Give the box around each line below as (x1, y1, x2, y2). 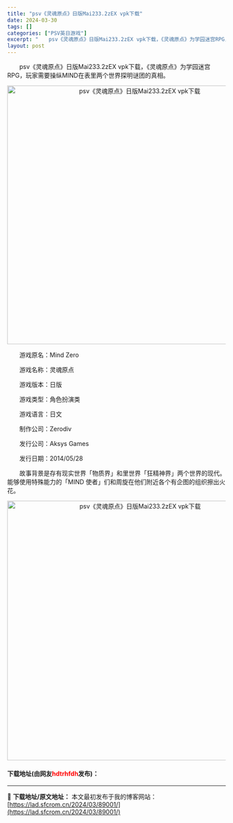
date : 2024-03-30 (7, 17, 58, 24)
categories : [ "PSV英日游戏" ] (7, 29, 87, 37)
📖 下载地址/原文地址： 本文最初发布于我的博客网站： (7, 792, 157, 801)
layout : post (7, 42, 45, 49)
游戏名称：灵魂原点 (19, 366, 74, 374)
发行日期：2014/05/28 (19, 454, 83, 463)
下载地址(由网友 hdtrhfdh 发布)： (7, 769, 99, 778)
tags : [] (7, 23, 33, 30)
